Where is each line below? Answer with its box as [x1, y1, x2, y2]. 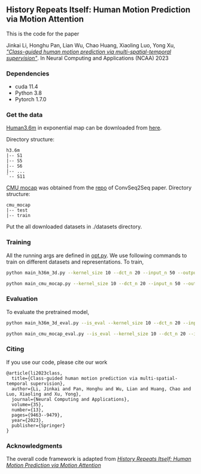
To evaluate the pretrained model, [6, 308, 90, 315]
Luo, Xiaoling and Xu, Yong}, [6, 391, 82, 397]
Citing [6, 345, 25, 353]
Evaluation [6, 295, 38, 303]
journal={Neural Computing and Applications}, [11, 396, 130, 402]
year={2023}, [11, 417, 44, 423]
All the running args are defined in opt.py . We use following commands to [6, 252, 187, 259]
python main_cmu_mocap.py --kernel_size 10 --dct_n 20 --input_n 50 [6, 280, 181, 286]
